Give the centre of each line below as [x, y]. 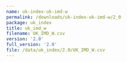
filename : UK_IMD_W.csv [36, 34]
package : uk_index [29, 22]
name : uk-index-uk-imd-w [37, 12]
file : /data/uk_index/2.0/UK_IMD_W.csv [56, 50]
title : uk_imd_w [26, 28]
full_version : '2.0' [32, 45]
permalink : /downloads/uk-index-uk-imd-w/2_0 [63, 17]
